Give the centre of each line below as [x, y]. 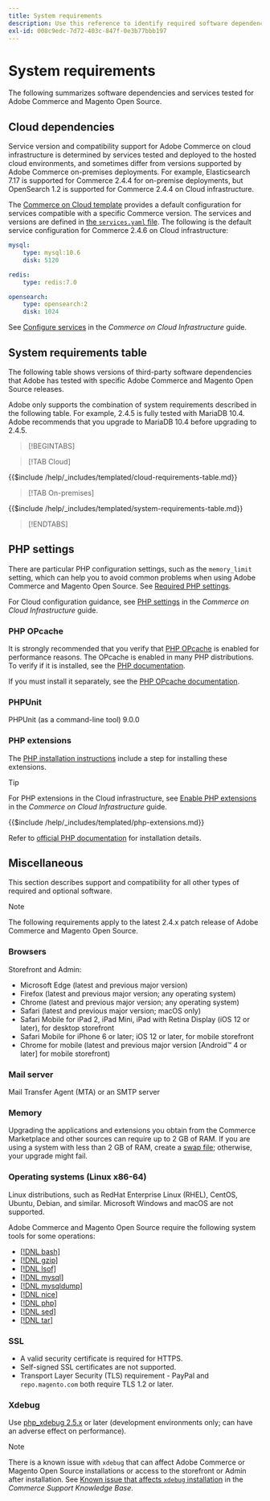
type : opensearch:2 [55, 304]
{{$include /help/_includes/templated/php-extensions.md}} [106, 822]
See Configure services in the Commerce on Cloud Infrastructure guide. [128, 327]
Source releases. [36, 389]
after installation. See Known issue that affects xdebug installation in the [126, 1479]
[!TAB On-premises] [61, 493]
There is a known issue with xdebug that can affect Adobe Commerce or [127, 1462]
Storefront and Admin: [45, 969]
